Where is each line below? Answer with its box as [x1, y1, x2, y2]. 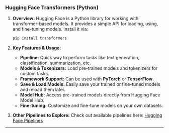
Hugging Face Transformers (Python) [5, 4, 99, 11]
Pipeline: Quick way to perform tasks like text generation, [20, 55, 140, 61]
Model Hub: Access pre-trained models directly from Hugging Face [20, 92, 160, 98]
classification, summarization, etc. [20, 60, 91, 66]
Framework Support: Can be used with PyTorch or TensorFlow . [20, 76, 154, 82]
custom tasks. [20, 71, 49, 77]
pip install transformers [12, 36, 67, 41]
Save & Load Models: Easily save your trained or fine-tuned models [20, 81, 160, 87]
